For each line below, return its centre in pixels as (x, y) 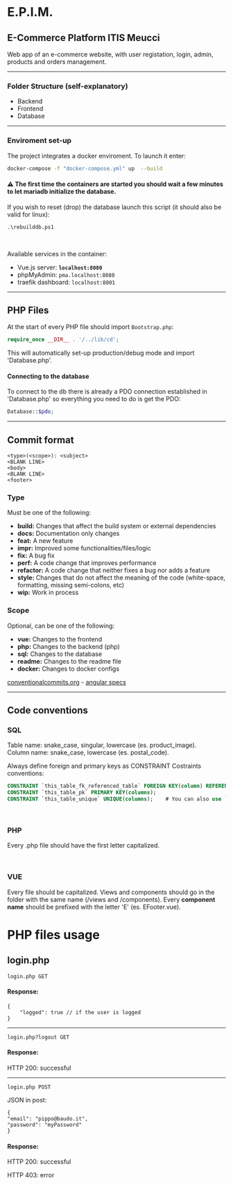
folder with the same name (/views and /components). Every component (111, 899)
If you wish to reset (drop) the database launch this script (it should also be (114, 207)
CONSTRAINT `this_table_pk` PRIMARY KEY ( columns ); (82, 793)
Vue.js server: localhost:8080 (60, 267)
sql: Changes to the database (60, 654)
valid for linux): (28, 214)
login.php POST (29, 1087)
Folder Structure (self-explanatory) (68, 86)
